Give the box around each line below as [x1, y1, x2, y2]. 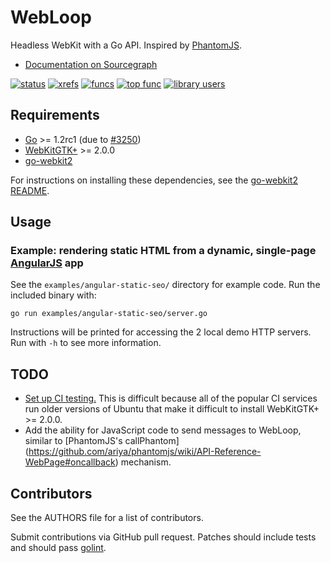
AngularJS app [10, 256, 84, 270]
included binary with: [10, 289, 97, 301]
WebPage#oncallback [24, 456, 116, 468]
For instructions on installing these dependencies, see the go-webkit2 [10, 174, 298, 186]
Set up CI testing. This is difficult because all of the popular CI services [24, 392, 318, 405]
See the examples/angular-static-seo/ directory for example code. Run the [10, 279, 321, 291]
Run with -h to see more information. [10, 337, 162, 349]
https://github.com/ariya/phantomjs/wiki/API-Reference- [28, 446, 262, 458]
